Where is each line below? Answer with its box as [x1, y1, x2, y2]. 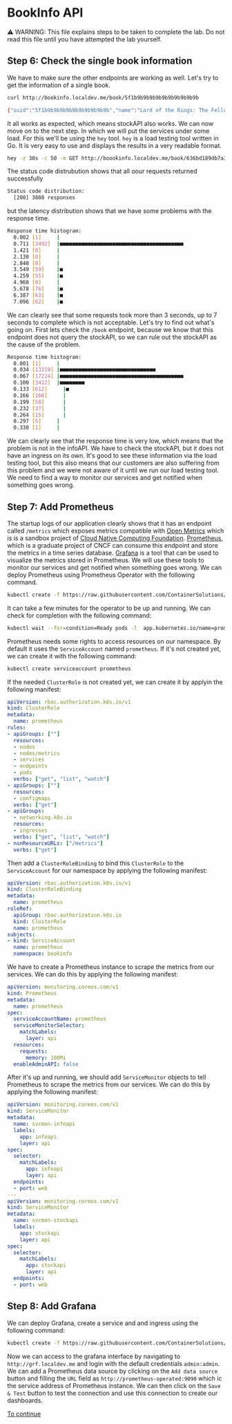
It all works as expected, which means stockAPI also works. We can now [7, 119, 214, 127]
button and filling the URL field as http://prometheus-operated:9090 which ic [7, 1374, 222, 1383]
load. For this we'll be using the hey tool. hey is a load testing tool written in [7, 133, 219, 142]
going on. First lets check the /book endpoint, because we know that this [7, 325, 214, 333]
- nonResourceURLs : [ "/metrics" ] [7, 840, 104, 847]
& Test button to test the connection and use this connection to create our [7, 1389, 218, 1397]
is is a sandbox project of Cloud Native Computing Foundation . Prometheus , [7, 534, 223, 542]
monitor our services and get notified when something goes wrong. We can [7, 563, 222, 571]
